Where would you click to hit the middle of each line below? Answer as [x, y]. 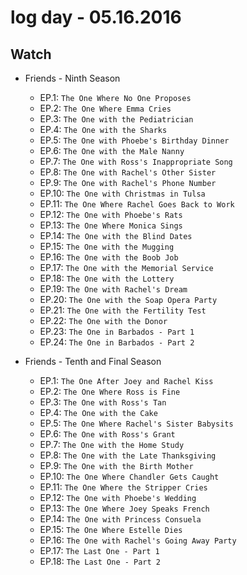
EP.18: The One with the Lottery [107, 278]
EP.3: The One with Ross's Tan [103, 402]
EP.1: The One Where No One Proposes [115, 97]
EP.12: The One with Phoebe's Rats [111, 214]
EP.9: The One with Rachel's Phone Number [128, 182]
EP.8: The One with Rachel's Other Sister [128, 172]
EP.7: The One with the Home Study [112, 444]
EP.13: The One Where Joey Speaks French [124, 508]
